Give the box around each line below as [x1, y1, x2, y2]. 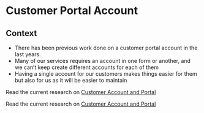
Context [6, 28, 37, 38]
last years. [14, 51, 41, 58]
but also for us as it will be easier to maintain [14, 77, 127, 84]
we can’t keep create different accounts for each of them [14, 64, 159, 71]
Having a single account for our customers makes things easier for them [14, 70, 197, 77]
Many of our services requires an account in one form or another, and [14, 57, 191, 64]
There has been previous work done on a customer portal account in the [14, 44, 198, 51]
